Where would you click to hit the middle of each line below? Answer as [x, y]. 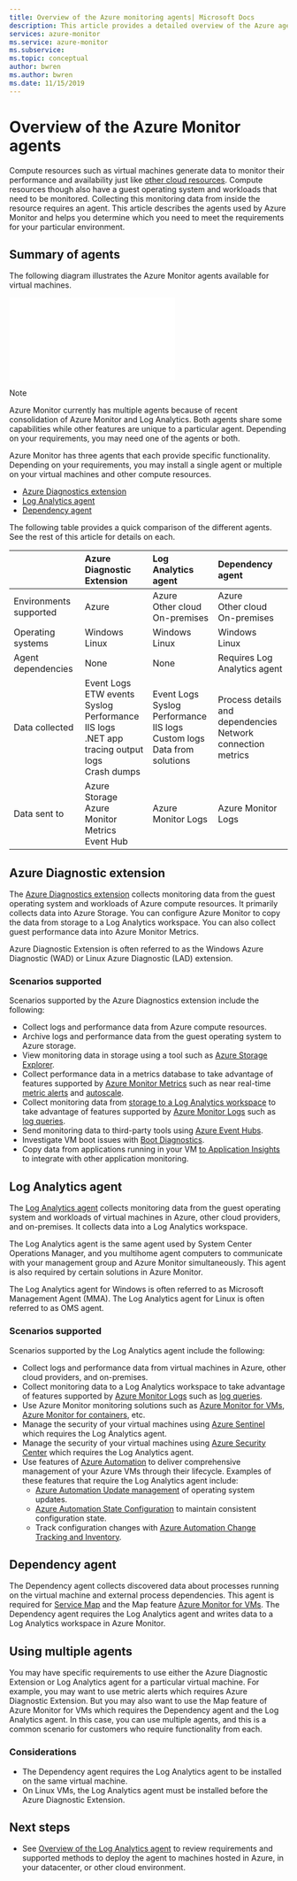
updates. [51, 1499]
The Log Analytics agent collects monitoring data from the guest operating [145, 1208]
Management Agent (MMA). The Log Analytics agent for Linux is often [137, 1299]
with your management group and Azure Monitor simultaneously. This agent [148, 1263]
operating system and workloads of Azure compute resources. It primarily [144, 904]
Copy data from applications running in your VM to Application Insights [151, 1149]
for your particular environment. [67, 227]
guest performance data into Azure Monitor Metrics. [104, 932]
